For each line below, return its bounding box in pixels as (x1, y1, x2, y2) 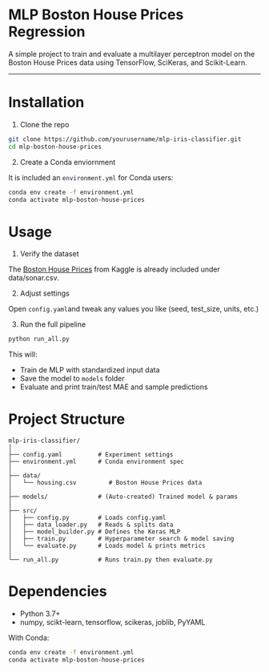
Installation (8, 94, 85, 111)
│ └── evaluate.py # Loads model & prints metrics (8, 542, 206, 550)
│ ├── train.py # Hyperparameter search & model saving (8, 535, 235, 543)
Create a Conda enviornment (19, 157, 116, 167)
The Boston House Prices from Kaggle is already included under (8, 264, 220, 274)
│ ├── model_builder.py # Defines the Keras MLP (8, 528, 181, 536)
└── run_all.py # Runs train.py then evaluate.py (8, 556, 214, 564)
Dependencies (8, 582, 107, 601)
